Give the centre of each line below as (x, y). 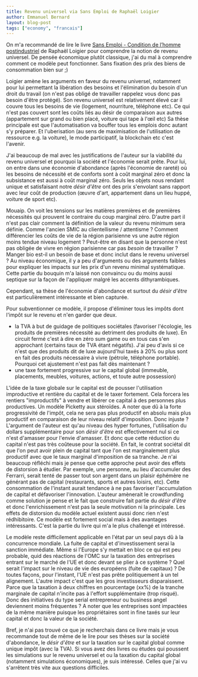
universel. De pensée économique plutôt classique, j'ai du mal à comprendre (99, 57)
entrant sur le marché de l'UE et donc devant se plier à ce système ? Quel (95, 562)
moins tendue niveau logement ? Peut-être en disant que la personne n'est (97, 242)
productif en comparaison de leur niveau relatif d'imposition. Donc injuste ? (97, 419)
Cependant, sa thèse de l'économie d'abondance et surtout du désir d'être (97, 291)
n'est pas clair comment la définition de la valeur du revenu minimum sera (96, 223)
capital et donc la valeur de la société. (52, 619)
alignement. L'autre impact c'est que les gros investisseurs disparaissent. (95, 581)
